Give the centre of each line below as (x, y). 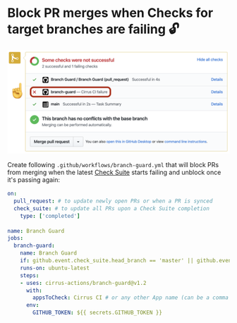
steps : (30, 275)
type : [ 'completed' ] (50, 216)
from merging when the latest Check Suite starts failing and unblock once (114, 172)
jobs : (15, 238)
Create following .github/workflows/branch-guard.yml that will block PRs (113, 165)
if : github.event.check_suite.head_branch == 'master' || (107, 261)
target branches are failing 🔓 (93, 29)
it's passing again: (34, 180)
